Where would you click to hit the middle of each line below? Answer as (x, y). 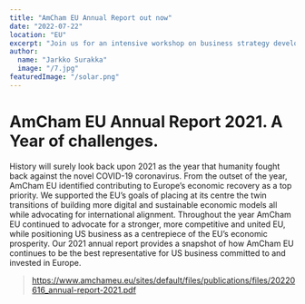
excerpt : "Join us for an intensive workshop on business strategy (140, 43)
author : (24, 52)
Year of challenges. (84, 141)
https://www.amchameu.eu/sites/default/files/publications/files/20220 (163, 280)
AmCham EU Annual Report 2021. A (146, 121)
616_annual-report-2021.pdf (84, 289)
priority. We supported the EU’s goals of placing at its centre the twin (138, 195)
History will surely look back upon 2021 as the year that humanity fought (145, 166)
